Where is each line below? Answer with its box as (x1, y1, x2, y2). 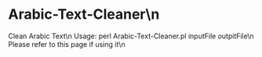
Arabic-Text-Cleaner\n (8, 5, 160, 23)
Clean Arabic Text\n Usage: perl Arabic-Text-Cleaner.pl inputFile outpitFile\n (8, 31, 255, 41)
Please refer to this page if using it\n (8, 39, 126, 48)
